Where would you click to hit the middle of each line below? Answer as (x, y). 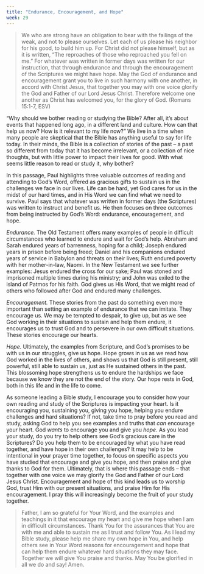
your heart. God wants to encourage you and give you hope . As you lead (97, 430)
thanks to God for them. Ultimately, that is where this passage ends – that (98, 468)
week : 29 (17, 18)
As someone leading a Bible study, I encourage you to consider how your (98, 397)
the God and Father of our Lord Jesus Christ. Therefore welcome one (108, 93)
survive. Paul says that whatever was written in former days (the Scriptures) (101, 201)
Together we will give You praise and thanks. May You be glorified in (107, 558)
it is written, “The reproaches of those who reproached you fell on (104, 54)
